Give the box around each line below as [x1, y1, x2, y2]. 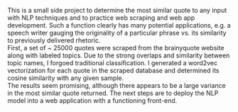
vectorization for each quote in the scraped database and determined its [7, 67, 220, 74]
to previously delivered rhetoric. [7, 36, 101, 45]
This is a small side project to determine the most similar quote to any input [7, 6, 227, 14]
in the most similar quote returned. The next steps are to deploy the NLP [7, 89, 219, 97]
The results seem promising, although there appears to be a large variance [7, 82, 226, 89]
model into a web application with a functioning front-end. [7, 96, 178, 105]
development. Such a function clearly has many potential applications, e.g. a [7, 21, 231, 29]
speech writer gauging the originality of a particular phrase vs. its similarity [7, 28, 227, 37]
